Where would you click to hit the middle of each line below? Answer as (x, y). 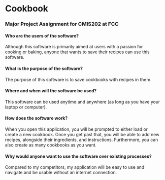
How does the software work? (36, 118)
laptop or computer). (26, 107)
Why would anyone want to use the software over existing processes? (78, 156)
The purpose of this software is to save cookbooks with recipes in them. (78, 79)
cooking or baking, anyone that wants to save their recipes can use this (78, 52)
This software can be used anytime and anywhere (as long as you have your (82, 102)
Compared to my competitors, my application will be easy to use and (75, 167)
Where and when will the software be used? (51, 91)
